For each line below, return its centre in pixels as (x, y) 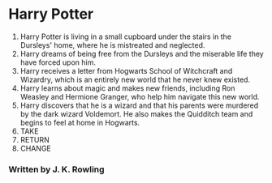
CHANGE (35, 148)
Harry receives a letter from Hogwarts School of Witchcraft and (126, 70)
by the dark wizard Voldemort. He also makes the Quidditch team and (136, 113)
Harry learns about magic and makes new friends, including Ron (127, 88)
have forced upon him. (58, 62)
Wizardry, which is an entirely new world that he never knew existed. (135, 79)
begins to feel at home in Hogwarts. (80, 122)
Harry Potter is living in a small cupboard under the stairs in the (126, 36)
